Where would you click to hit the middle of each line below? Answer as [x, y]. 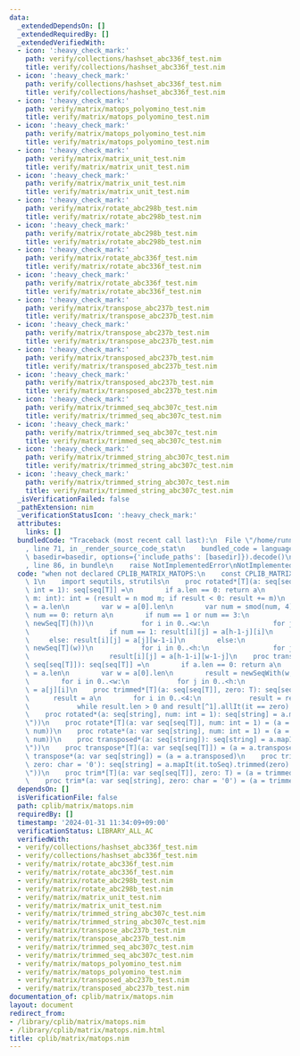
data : [19, 17]
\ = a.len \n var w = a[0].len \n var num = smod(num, [153, 607]
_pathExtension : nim [55, 507]
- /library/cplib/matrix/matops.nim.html [87, 1030]
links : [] [44, 532]
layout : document [42, 1005]
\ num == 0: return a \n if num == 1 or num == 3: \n [137, 615]
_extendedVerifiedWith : [61, 42]
